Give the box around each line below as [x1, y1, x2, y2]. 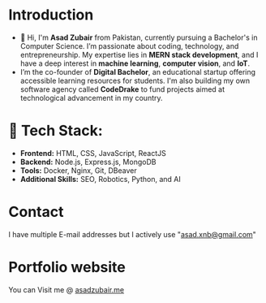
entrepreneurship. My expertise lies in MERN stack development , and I [19, 50, 259, 59]
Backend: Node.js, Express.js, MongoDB [19, 157, 157, 167]
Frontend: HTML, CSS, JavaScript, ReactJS [19, 148, 166, 158]
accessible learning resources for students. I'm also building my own [19, 76, 251, 85]
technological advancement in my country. [19, 93, 164, 102]
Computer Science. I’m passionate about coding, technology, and [19, 41, 239, 50]
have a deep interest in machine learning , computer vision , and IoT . [19, 58, 250, 68]
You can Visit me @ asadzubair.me [8, 284, 124, 294]
